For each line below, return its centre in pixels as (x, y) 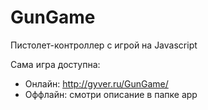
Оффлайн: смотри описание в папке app (111, 94)
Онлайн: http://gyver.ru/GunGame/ (96, 83)
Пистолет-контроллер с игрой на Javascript (104, 45)
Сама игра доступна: (55, 64)
